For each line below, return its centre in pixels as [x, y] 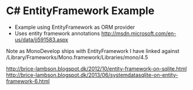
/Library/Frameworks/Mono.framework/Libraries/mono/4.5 [77, 57]
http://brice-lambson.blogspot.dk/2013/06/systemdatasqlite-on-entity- [92, 75]
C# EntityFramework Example [80, 11]
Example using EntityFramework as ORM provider [75, 27]
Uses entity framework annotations [57, 33]
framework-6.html [28, 81]
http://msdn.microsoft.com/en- [139, 33]
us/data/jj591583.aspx [41, 39]
